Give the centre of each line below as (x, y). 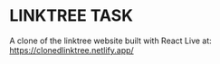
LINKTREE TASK (72, 16)
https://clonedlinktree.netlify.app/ (72, 50)
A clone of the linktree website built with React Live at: (111, 41)
